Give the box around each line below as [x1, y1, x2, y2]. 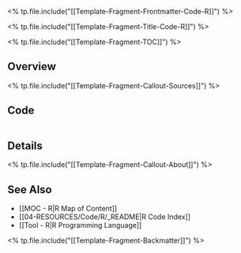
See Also [7, 183, 52, 196]
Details [7, 140, 43, 153]
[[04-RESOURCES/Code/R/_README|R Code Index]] [18, 212, 191, 221]
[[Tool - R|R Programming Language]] [18, 221, 142, 230]
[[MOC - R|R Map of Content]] [18, 204, 118, 214]
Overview [7, 60, 57, 73]
